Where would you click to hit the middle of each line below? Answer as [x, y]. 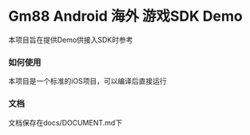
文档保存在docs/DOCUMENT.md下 [65, 122]
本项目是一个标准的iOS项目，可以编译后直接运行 [88, 81]
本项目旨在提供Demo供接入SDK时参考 [71, 40]
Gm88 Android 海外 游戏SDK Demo [125, 16]
